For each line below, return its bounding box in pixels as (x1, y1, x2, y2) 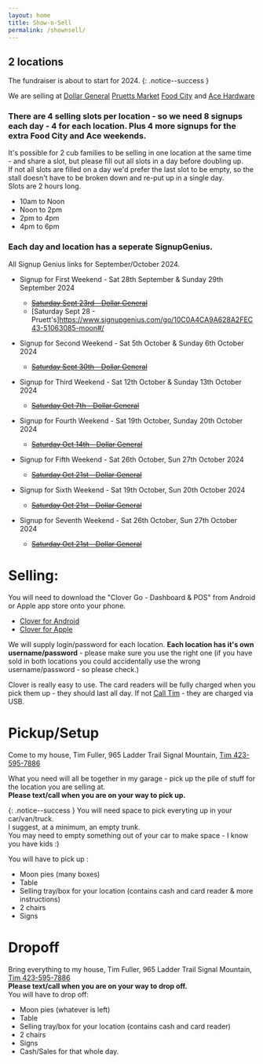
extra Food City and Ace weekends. (8, 130, 147, 141)
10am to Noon (19, 197, 65, 207)
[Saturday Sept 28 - (31, 306, 96, 316)
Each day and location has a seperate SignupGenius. (8, 241, 214, 252)
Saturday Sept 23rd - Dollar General (31, 298, 148, 307)
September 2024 (19, 283, 75, 292)
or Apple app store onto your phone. (8, 601, 126, 610)
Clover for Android (19, 616, 80, 625)
